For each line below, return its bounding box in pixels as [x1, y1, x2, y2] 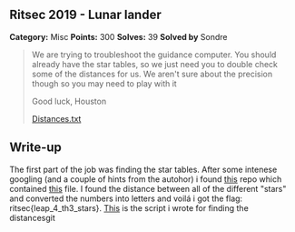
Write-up [9, 140, 62, 156]
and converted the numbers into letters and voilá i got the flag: [9, 193, 243, 204]
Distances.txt [31, 113, 82, 124]
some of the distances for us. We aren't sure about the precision [31, 68, 273, 79]
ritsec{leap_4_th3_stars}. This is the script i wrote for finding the [9, 202, 250, 213]
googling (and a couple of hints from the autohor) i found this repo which [9, 173, 282, 185]
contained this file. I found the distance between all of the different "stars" [9, 183, 287, 194]
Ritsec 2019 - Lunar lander [9, 7, 162, 23]
